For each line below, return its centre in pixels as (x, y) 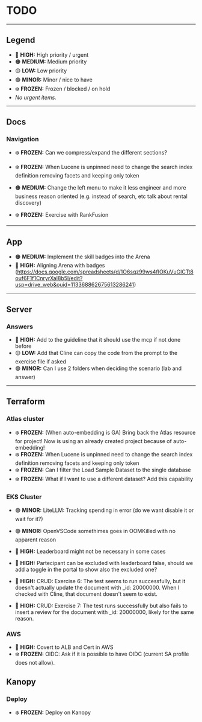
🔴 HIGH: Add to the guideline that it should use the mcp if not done (98, 339)
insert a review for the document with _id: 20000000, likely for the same (104, 612)
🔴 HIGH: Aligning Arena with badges (60, 266)
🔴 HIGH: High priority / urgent (52, 54)
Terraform (26, 402)
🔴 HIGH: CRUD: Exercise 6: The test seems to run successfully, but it (100, 581)
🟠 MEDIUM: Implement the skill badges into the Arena (82, 257)
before (23, 346)
